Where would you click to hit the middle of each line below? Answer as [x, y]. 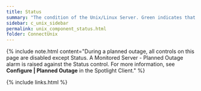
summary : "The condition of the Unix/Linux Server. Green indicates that [101, 17]
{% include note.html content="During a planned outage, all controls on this [101, 51]
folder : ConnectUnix [32, 34]
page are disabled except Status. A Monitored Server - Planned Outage [95, 58]
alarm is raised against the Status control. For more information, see [91, 64]
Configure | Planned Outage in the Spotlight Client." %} [76, 71]
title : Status [24, 12]
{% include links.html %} [37, 83]
